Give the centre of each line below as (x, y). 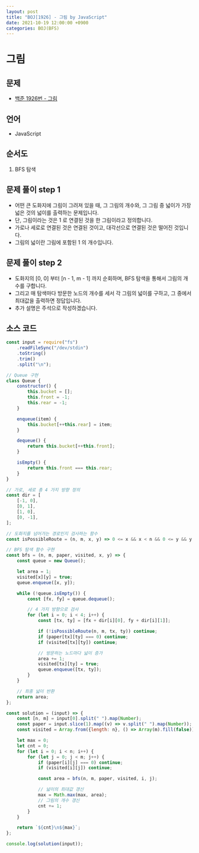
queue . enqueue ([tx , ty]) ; (70, 670)
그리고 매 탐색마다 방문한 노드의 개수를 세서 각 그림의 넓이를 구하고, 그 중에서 (103, 293)
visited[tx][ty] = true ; (68, 664)
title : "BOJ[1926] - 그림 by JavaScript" (57, 17)
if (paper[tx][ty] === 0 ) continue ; (83, 637)
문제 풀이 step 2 (34, 263)
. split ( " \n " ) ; (34, 364)
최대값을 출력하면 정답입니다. (48, 300)
